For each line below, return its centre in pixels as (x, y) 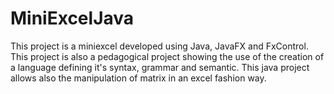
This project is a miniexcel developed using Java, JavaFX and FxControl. (159, 46)
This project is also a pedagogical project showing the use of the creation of (167, 56)
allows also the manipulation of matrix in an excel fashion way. (138, 78)
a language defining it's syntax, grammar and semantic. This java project (160, 67)
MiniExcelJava (72, 18)
